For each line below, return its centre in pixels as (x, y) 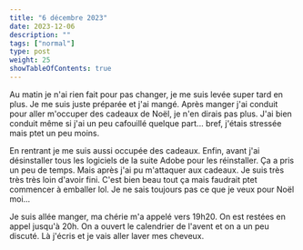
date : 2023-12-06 (42, 26)
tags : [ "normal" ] (42, 43)
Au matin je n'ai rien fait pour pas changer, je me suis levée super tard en (146, 94)
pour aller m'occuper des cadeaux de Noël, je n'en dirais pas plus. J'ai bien (151, 114)
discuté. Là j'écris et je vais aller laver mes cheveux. (107, 235)
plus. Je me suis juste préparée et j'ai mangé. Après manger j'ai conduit (144, 104)
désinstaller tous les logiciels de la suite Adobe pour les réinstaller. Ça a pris (151, 160)
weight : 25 (30, 60)
